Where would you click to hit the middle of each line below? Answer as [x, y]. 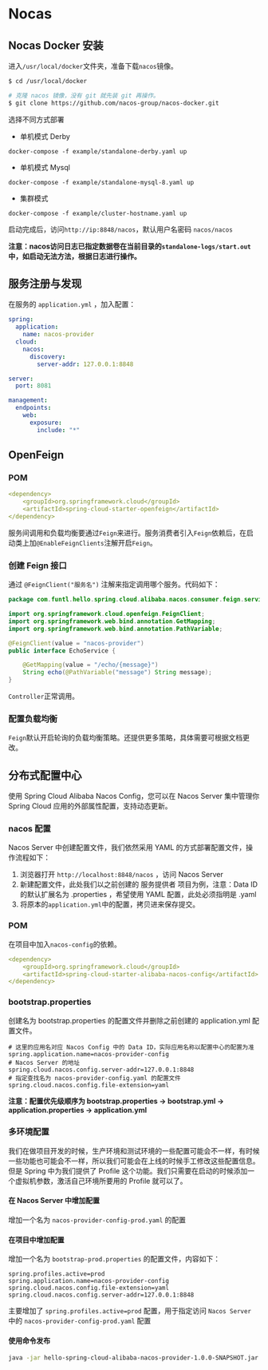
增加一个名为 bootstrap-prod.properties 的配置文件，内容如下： [114, 1259]
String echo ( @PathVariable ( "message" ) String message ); [118, 673]
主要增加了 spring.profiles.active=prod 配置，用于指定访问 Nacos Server [130, 1311]
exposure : [45, 423]
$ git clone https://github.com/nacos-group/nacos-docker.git [114, 103]
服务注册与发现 [45, 284]
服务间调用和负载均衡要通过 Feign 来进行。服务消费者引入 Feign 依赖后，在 [128, 533]
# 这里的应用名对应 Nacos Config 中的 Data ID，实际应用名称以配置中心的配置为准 [131, 1047]
